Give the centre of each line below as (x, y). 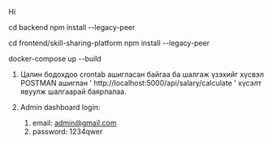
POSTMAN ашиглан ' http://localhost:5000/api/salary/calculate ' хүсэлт (141, 83)
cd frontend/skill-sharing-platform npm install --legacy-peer (109, 43)
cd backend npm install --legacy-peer (72, 27)
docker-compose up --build (55, 59)
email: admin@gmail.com (74, 123)
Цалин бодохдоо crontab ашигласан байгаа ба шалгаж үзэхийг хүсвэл (142, 74)
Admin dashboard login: (60, 107)
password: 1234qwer (67, 131)
